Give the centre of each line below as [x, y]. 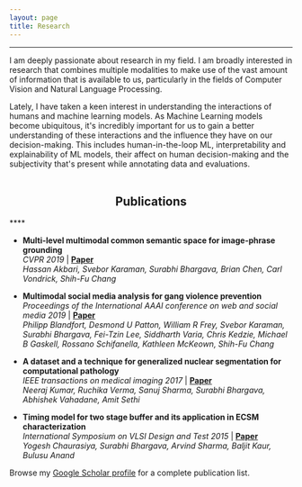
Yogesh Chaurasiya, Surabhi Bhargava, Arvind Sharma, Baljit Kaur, [147, 446]
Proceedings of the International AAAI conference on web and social [150, 306]
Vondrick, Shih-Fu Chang [69, 279]
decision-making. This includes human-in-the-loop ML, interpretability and [147, 144]
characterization [54, 427]
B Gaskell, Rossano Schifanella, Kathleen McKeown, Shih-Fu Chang [148, 344]
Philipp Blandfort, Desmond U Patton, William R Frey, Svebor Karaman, [154, 325]
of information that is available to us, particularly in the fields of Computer [146, 79]
